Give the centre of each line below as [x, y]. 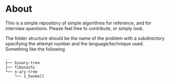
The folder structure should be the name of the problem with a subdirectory [85, 38]
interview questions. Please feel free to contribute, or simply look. [75, 28]
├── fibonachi [20, 67]
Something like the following [35, 49]
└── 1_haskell [29, 76]
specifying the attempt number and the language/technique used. [75, 43]
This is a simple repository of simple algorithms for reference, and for [79, 23]
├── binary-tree [23, 63]
